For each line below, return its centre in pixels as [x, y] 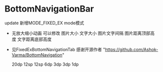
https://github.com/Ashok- [132, 49]
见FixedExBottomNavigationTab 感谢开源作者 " [58, 49]
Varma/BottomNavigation [37, 55]
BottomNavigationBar [49, 9]
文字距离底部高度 [34, 39]
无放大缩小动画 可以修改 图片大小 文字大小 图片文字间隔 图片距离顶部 [81, 33]
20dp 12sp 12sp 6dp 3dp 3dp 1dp [45, 64]
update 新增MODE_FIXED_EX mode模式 [44, 23]
